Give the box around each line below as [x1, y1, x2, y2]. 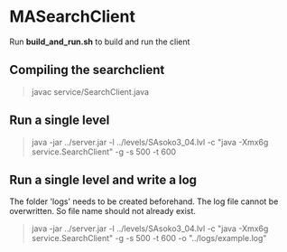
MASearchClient [9, 6, 135, 27]
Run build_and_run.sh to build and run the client [9, 36, 190, 47]
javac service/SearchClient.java [31, 86, 150, 97]
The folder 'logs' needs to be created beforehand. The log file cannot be [9, 196, 279, 207]
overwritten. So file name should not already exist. [9, 206, 197, 217]
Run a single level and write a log [9, 172, 197, 187]
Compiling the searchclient [9, 62, 165, 78]
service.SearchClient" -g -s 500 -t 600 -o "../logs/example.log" [31, 233, 267, 244]
